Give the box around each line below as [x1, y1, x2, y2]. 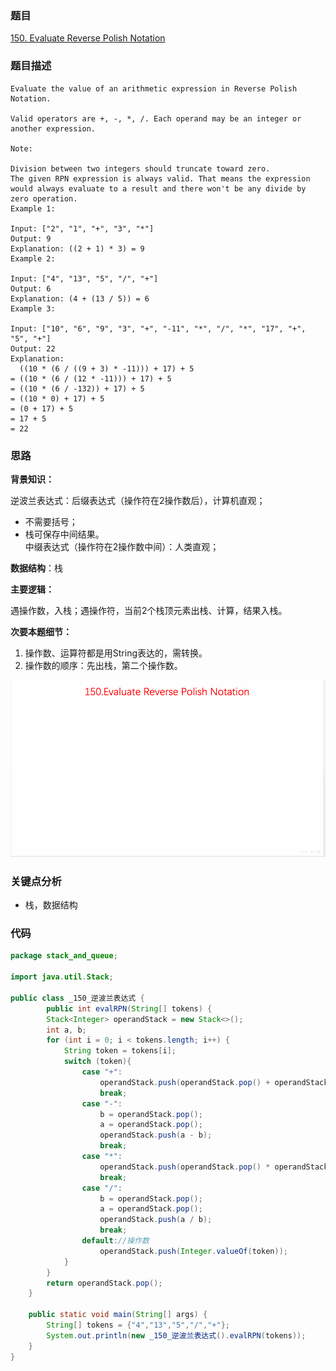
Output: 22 [10, 343, 56, 354]
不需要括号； [24, 515, 78, 527]
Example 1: [10, 203, 56, 214]
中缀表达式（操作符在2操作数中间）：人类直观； [24, 540, 220, 552]
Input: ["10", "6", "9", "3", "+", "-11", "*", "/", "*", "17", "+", [10, 323, 307, 334]
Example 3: [10, 303, 56, 314]
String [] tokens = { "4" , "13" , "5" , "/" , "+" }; [46, 1320, 230, 1331]
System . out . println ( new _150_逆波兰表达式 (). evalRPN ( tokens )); [46, 1330, 307, 1341]
